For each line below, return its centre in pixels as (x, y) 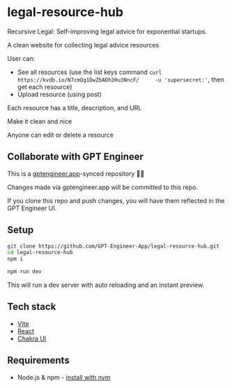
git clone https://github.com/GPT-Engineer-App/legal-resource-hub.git (113, 246)
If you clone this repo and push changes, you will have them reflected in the (116, 200)
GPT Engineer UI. (32, 208)
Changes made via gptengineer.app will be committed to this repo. (103, 187)
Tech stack (32, 307)
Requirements (38, 360)
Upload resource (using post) (60, 94)
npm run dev (24, 272)
